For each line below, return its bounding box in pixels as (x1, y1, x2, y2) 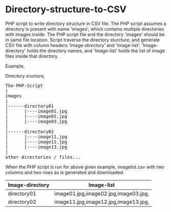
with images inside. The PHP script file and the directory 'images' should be (5, 31, 165, 37)
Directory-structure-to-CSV (5, 4, 127, 15)
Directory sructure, (5, 73, 45, 79)
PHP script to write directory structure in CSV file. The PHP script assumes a (5, 20, 166, 27)
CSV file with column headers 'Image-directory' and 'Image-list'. (5, 42, 141, 48)
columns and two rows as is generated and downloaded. (5, 169, 125, 175)
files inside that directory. (5, 53, 59, 59)
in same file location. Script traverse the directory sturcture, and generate (5, 37, 160, 43)
